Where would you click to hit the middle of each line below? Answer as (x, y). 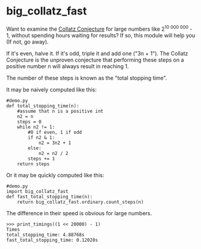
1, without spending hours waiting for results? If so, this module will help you (101, 35)
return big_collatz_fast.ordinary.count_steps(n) (81, 202)
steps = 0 (29, 122)
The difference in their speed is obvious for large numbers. (79, 213)
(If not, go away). (28, 42)
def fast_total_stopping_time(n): (50, 197)
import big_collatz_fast (37, 191)
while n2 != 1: (36, 127)
